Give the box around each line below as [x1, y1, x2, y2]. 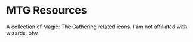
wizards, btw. [6, 29, 39, 36]
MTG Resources [6, 4, 88, 17]
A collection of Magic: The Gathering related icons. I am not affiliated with [6, 23, 188, 30]
